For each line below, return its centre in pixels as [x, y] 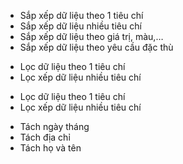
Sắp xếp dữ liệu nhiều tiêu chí [80, 26]
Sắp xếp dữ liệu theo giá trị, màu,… [91, 36]
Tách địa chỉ [45, 137]
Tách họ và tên [50, 148]
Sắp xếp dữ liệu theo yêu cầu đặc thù [96, 47]
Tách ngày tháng [54, 126]
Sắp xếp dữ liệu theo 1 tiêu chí [81, 15]
